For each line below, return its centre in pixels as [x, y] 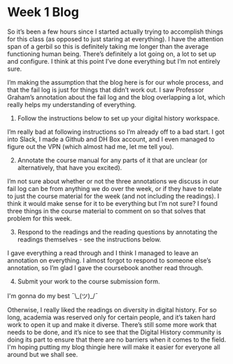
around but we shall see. [43, 354]
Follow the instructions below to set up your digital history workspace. [118, 118]
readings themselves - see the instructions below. [89, 239]
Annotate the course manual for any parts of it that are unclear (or [112, 160]
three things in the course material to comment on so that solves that [107, 211]
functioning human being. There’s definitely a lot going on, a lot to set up [112, 54]
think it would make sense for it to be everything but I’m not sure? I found [113, 203]
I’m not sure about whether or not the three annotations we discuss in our [113, 181]
